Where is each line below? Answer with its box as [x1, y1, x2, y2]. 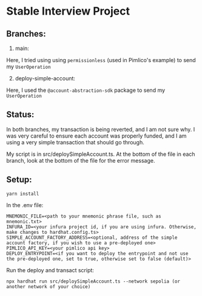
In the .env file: [6, 201, 44, 208]
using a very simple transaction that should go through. [6, 138, 144, 146]
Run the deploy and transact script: [6, 266, 94, 273]
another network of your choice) [6, 283, 91, 290]
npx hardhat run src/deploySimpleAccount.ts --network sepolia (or [6, 278, 181, 284]
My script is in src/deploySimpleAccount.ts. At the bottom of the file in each [6, 150, 195, 158]
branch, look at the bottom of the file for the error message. [6, 157, 155, 164]
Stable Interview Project [6, 4, 130, 18]
